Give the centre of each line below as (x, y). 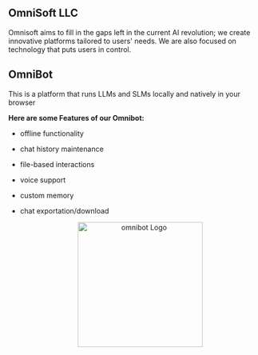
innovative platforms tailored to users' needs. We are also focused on (123, 41)
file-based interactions (57, 164)
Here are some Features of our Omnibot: (77, 118)
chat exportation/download (64, 210)
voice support (43, 180)
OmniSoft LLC (43, 13)
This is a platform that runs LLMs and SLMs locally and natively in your (125, 94)
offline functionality (52, 133)
